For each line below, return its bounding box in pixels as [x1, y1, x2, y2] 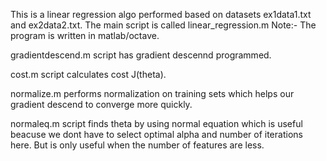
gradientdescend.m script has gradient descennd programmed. [10, 49, 272, 61]
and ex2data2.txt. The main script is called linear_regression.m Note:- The [10, 19, 317, 31]
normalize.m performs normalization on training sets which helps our [10, 88, 295, 99]
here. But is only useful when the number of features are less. [10, 139, 265, 151]
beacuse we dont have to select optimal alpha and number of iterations [10, 129, 303, 140]
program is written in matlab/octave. [10, 30, 160, 41]
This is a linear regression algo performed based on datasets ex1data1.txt [10, 9, 312, 20]
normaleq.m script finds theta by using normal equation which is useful [10, 118, 303, 129]
